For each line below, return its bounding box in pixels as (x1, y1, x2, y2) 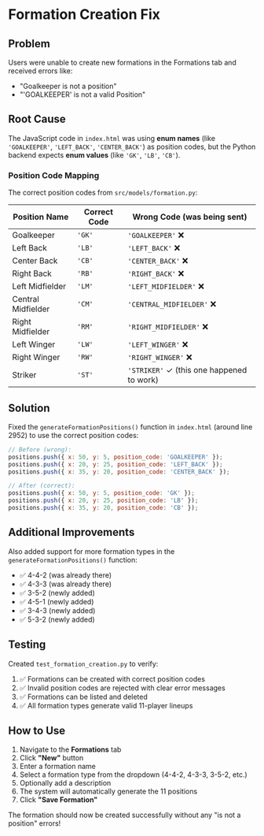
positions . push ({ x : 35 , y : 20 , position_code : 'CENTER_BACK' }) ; (8, 467, 230, 476)
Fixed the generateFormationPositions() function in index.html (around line (8, 422, 253, 431)
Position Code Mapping (8, 169, 100, 180)
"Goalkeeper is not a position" (19, 81, 117, 91)
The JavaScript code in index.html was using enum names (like (8, 133, 216, 143)
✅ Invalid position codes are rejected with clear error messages (19, 683, 225, 693)
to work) (127, 374, 159, 385)
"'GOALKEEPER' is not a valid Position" (19, 90, 146, 99)
